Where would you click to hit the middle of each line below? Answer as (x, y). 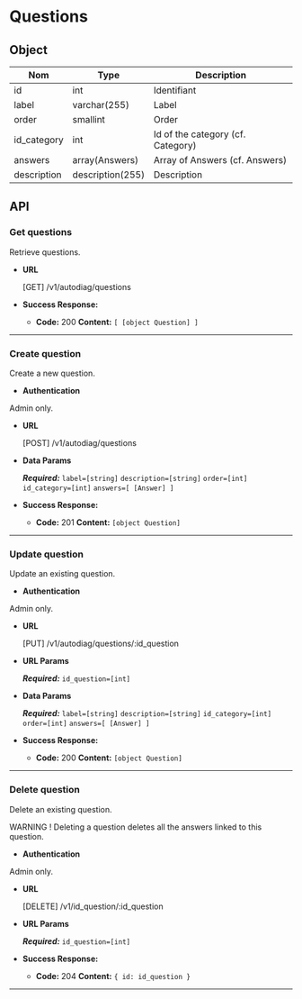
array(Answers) (106, 160)
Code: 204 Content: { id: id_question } (113, 976)
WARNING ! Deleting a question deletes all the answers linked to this (136, 827)
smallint (89, 119)
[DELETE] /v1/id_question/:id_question (93, 906)
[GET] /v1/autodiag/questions (77, 286)
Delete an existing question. (61, 809)
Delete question (45, 790)
